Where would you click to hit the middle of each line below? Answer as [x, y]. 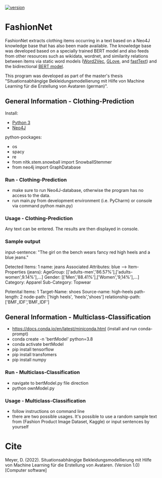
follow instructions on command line [48, 411]
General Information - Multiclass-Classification [78, 317]
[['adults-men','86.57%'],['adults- [99, 272]
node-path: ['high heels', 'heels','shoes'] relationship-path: [82, 297]
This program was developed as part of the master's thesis [64, 76]
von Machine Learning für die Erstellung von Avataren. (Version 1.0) [72, 465]
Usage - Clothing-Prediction [39, 218]
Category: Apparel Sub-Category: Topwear [48, 282]
